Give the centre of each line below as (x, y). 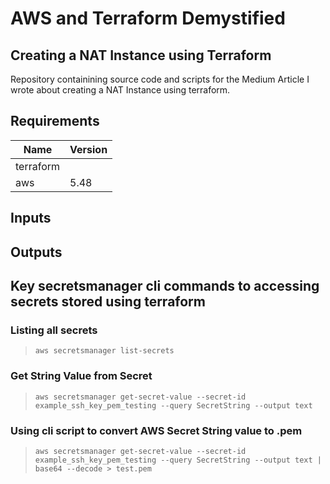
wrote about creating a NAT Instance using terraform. (120, 90)
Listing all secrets (54, 330)
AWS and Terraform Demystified (148, 18)
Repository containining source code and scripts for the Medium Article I (160, 79)
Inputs (31, 218)
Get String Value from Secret (81, 376)
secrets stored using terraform (108, 301)
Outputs (36, 252)
